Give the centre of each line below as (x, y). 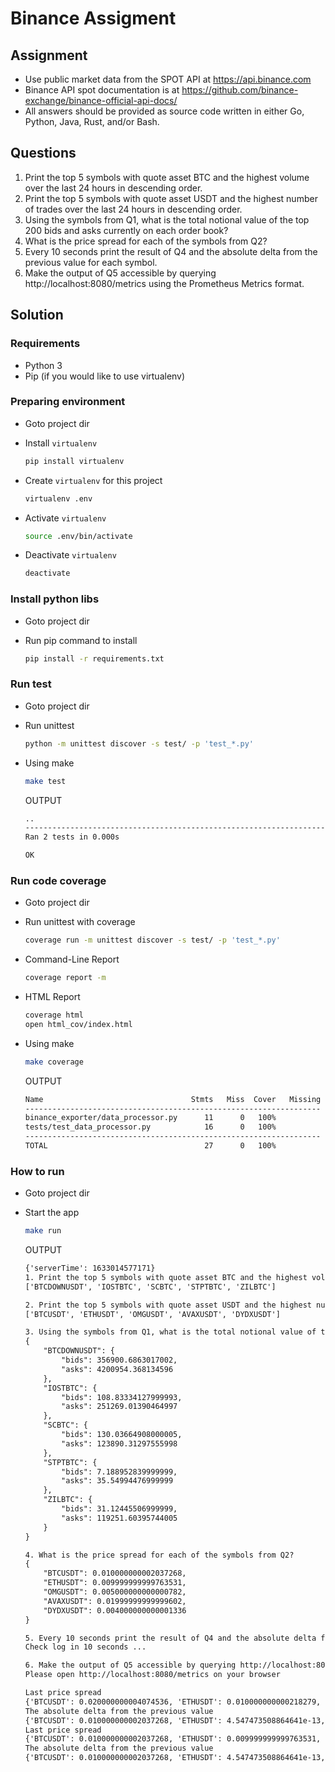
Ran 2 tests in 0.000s (72, 837)
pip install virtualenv (74, 461)
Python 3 (43, 365)
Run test (31, 684)
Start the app (52, 1213)
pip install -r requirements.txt (94, 658)
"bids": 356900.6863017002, (119, 1360)
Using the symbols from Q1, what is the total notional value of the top (167, 219)
